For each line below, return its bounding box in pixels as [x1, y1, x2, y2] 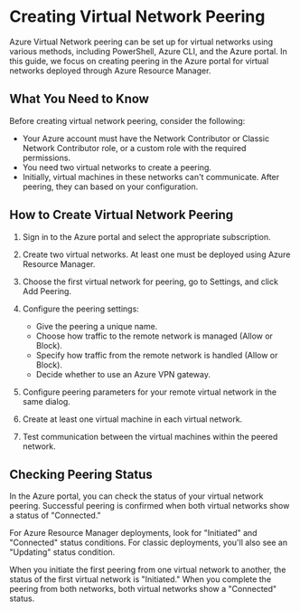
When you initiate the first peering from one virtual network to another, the [9, 564, 286, 576]
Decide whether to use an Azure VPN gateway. [35, 368, 211, 379]
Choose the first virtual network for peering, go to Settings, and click [22, 276, 278, 287]
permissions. [22, 152, 70, 163]
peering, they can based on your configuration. [22, 181, 199, 192]
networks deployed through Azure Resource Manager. [9, 65, 211, 76]
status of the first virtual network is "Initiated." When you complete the [9, 574, 272, 585]
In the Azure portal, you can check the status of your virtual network [9, 491, 264, 501]
